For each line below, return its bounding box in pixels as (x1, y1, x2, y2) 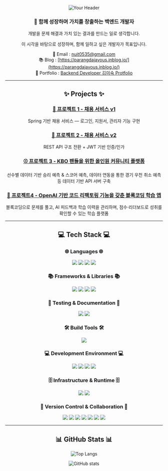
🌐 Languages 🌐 (64, 248, 103, 255)
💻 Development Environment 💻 (44, 350, 124, 357)
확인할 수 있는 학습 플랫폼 (59, 210, 109, 216)
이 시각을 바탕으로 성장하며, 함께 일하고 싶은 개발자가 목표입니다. (21, 41, 147, 47)
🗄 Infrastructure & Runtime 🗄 (48, 377, 120, 384)
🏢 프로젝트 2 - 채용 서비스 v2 (51, 131, 116, 138)
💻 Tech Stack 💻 (57, 231, 110, 239)
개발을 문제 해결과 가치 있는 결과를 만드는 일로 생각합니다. (28, 31, 140, 37)
